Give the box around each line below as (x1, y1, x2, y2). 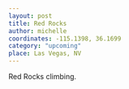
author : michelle (8, 27, 67, 35)
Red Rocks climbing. (8, 72, 77, 81)
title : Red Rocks (8, 19, 67, 28)
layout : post (8, 11, 53, 20)
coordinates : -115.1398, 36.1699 (8, 34, 122, 43)
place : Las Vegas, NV (8, 49, 82, 57)
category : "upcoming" (8, 42, 82, 50)
